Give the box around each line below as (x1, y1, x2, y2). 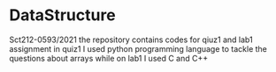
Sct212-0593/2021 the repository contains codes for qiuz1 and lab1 (9, 34, 254, 45)
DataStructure (9, 5, 117, 25)
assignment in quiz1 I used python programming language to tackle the (9, 43, 268, 54)
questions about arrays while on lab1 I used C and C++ (9, 53, 209, 63)
